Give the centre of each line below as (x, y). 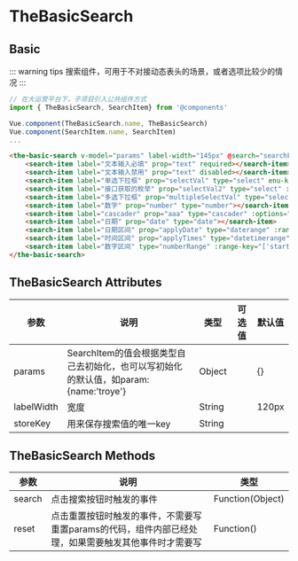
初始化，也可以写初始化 (134, 366)
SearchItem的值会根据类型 (122, 353)
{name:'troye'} (97, 391)
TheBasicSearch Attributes (86, 282)
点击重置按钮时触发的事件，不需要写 (126, 516)
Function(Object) (249, 499)
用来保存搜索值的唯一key (119, 424)
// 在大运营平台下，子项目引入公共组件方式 (78, 99)
